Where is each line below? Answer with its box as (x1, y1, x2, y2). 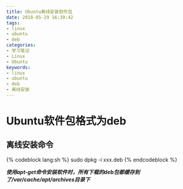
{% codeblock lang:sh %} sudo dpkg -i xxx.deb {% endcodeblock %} (6, 156, 178, 163)
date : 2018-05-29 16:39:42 (6, 14, 74, 20)
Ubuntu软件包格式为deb (6, 114, 127, 128)
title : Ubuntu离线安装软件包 (6, 8, 73, 15)
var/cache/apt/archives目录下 (13, 176, 91, 183)
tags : (6, 20, 20, 26)
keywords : (6, 64, 31, 71)
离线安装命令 (6, 140, 54, 150)
